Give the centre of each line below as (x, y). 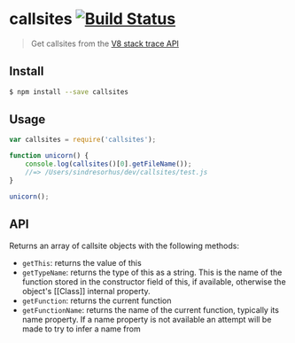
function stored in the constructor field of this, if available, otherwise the (154, 281)
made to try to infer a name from (81, 329)
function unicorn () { (49, 156)
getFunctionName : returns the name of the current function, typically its (150, 309)
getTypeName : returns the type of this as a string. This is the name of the (152, 272)
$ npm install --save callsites (69, 92)
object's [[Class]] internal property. (86, 291)
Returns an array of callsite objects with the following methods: (124, 246)
